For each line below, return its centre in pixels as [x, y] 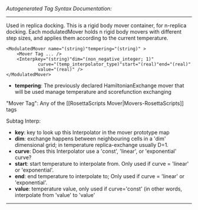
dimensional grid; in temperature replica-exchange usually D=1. [92, 145]
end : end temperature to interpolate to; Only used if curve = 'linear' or [99, 176]
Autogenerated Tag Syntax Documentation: [59, 9]
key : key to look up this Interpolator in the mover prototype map [92, 132]
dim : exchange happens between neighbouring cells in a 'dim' [90, 139]
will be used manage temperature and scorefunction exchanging [93, 92]
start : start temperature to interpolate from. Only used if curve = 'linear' [102, 164]
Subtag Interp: [24, 121]
